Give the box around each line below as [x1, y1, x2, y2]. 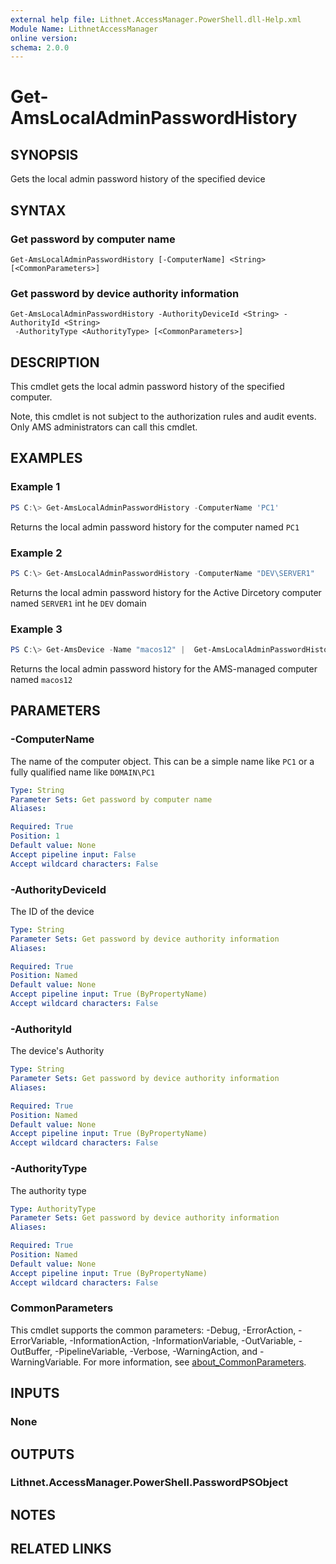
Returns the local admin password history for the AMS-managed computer [10, 662, 318, 675]
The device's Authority [10, 1045, 105, 1057]
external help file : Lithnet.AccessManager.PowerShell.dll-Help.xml [10, 14, 302, 25]
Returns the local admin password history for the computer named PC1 [10, 521, 300, 533]
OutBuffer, [10, 1345, 53, 1357]
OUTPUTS [10, 1446, 75, 1463]
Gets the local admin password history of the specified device [10, 173, 266, 185]
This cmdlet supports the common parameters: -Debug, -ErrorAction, [10, 1324, 297, 1336]
